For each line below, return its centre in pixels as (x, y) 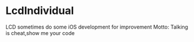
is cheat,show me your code (40, 33)
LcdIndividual (40, 11)
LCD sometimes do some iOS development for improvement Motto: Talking (97, 27)
